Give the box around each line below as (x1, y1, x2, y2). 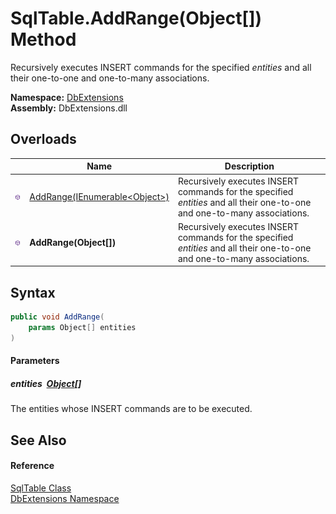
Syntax (10, 284, 56, 301)
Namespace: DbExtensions (10, 91, 124, 103)
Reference (10, 460, 55, 472)
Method (10, 28, 77, 51)
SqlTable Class (10, 482, 72, 494)
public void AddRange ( (10, 312, 105, 322)
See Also (10, 432, 67, 449)
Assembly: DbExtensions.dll (10, 102, 128, 114)
